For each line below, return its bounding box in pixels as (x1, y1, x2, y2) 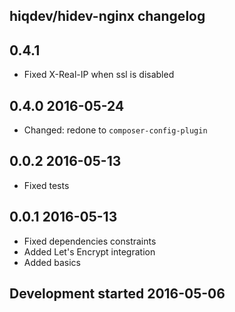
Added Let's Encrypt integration (23, 245, 156, 258)
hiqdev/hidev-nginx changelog (9, 8, 206, 25)
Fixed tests (23, 179, 70, 191)
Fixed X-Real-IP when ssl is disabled (23, 69, 175, 81)
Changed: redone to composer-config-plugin (23, 124, 208, 136)
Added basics (23, 256, 82, 268)
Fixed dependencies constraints (23, 235, 157, 247)
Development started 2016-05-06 (9, 285, 226, 303)
